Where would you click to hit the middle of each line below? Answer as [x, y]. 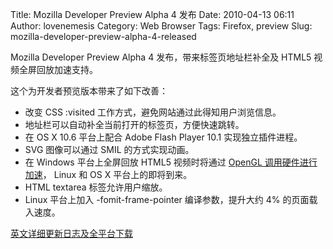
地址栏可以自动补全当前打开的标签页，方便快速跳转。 [134, 124]
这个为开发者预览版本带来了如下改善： [89, 91]
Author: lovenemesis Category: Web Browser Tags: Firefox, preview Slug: [161, 26]
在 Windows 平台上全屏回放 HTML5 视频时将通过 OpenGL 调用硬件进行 [171, 162]
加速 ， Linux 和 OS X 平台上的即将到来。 [108, 174]
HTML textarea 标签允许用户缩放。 [96, 187]
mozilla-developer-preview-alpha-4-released [103, 36]
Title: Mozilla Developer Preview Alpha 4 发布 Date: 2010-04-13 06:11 [152, 14]
